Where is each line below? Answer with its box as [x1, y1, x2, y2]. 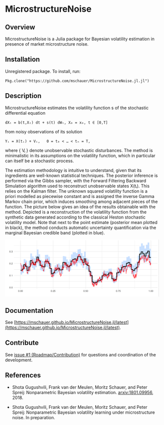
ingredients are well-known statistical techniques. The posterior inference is [5, 173, 158, 178]
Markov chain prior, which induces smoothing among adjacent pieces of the [5, 199, 158, 204]
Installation [5, 55, 40, 64]
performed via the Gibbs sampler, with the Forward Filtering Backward [5, 177, 146, 183]
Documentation [5, 306, 54, 315]
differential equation [5, 110, 45, 116]
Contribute [5, 339, 39, 347]
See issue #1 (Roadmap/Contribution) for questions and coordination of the [5, 351, 156, 357]
